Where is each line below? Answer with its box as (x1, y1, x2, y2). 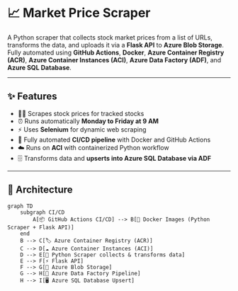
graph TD (7, 202, 33, 210)
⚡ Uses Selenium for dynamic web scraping (17, 125, 147, 134)
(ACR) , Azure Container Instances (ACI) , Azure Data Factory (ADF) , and (7, 55, 222, 64)
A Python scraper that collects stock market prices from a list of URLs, (7, 33, 212, 42)
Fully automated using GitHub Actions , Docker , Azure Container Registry (7, 48, 225, 57)
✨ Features (7, 91, 57, 103)
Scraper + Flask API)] (7, 224, 74, 231)
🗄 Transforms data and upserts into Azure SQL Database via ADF (17, 154, 211, 162)
